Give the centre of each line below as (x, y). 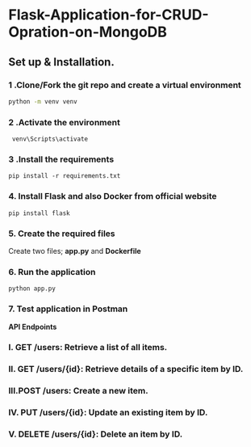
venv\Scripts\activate (50, 139)
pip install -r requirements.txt (65, 176)
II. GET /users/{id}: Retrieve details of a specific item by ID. (126, 369)
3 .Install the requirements (61, 159)
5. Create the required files (62, 234)
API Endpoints (33, 327)
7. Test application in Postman (68, 309)
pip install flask (39, 213)
